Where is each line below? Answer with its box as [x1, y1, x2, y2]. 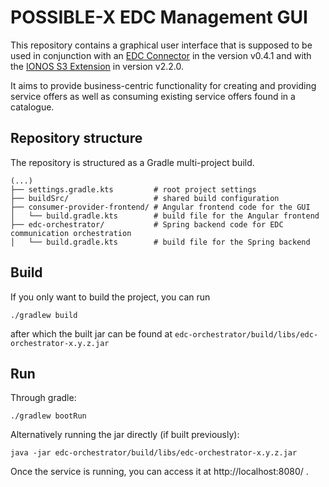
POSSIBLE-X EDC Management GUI [10, 6, 308, 29]
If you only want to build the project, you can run [10, 291, 211, 303]
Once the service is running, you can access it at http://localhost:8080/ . [10, 466, 309, 478]
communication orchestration [10, 228, 132, 238]
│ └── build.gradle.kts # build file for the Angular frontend [10, 211, 320, 221]
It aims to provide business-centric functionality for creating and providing [10, 79, 317, 91]
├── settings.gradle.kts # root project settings [10, 184, 257, 195]
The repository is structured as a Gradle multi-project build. [10, 156, 255, 168]
